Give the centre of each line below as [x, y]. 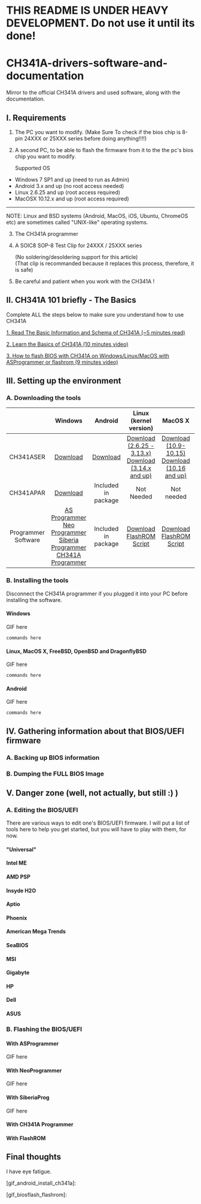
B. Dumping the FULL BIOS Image [55, 774]
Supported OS [32, 168]
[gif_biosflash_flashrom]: [36, 1194]
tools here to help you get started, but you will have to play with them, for [96, 829]
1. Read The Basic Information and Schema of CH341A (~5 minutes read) [96, 332]
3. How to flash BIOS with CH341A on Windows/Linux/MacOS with [88, 355]
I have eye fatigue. [29, 1171]
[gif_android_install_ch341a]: [41, 1183]
